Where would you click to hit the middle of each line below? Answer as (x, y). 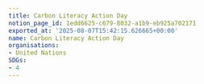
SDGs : (17, 61)
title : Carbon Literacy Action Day (68, 16)
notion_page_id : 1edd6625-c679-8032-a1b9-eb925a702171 (102, 23)
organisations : (34, 46)
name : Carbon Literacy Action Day (67, 38)
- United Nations (37, 53)
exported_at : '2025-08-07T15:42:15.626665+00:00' (94, 30)
